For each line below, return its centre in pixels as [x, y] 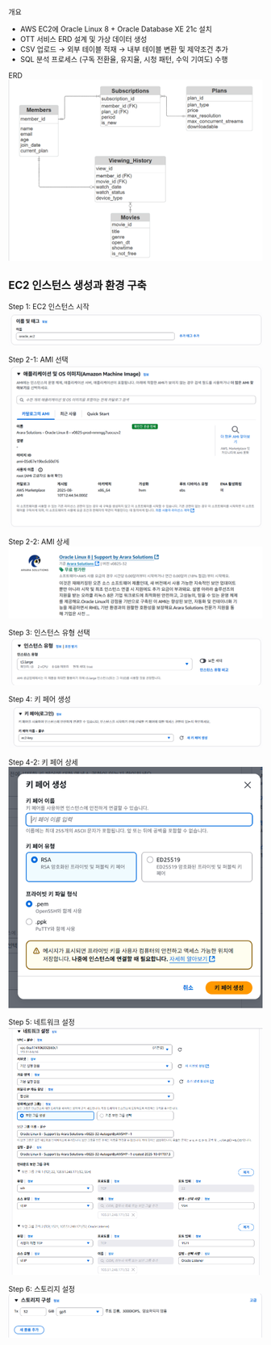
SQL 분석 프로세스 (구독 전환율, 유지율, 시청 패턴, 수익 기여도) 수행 [124, 59]
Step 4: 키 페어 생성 [40, 699]
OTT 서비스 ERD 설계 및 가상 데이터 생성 [83, 39]
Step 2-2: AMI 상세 [39, 542]
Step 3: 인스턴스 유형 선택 [49, 633]
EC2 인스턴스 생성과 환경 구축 [77, 285]
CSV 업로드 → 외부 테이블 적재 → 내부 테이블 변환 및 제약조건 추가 [124, 49]
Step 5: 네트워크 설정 [42, 1022]
